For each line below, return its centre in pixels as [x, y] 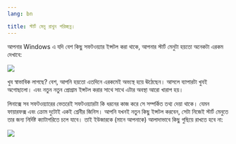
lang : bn [20, 14]
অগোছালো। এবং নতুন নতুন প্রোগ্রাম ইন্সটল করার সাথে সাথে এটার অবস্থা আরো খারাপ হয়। [95, 89]
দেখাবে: [15, 54]
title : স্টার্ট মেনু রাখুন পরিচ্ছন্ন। [41, 26]
